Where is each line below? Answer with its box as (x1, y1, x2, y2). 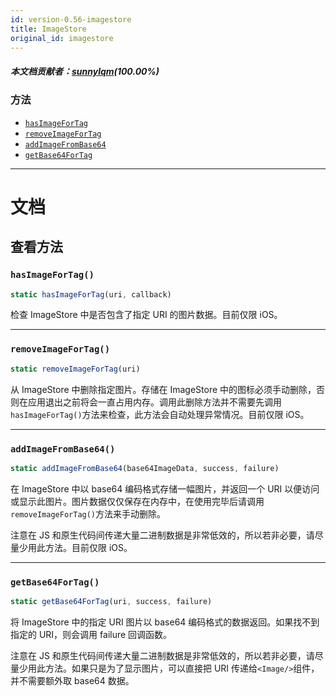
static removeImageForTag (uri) (10, 364, 141, 374)
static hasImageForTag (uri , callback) (10, 289, 172, 300)
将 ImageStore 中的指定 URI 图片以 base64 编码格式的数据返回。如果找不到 (10, 616, 320, 628)
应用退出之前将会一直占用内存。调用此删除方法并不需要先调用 (27, 396, 282, 408)
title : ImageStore (10, 24, 87, 34)
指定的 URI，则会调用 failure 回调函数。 (10, 628, 173, 640)
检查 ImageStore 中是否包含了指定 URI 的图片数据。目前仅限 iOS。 (10, 309, 283, 321)
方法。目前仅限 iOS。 (44, 541, 133, 553)
